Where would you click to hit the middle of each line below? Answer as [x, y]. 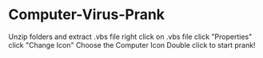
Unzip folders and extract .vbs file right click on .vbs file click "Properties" [130, 37]
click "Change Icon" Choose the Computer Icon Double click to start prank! [132, 44]
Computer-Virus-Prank [87, 15]
